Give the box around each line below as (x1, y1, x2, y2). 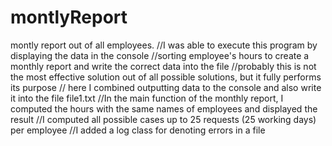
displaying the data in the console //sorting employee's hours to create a (10, 49, 310, 61)
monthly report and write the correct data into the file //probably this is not (10, 60, 317, 72)
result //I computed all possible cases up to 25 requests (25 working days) (10, 113, 317, 125)
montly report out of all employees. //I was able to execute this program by (10, 39, 318, 51)
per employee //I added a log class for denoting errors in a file (10, 124, 266, 136)
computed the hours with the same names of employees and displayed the (10, 102, 318, 115)
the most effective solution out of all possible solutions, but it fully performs (10, 71, 322, 83)
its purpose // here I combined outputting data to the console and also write (10, 81, 322, 93)
